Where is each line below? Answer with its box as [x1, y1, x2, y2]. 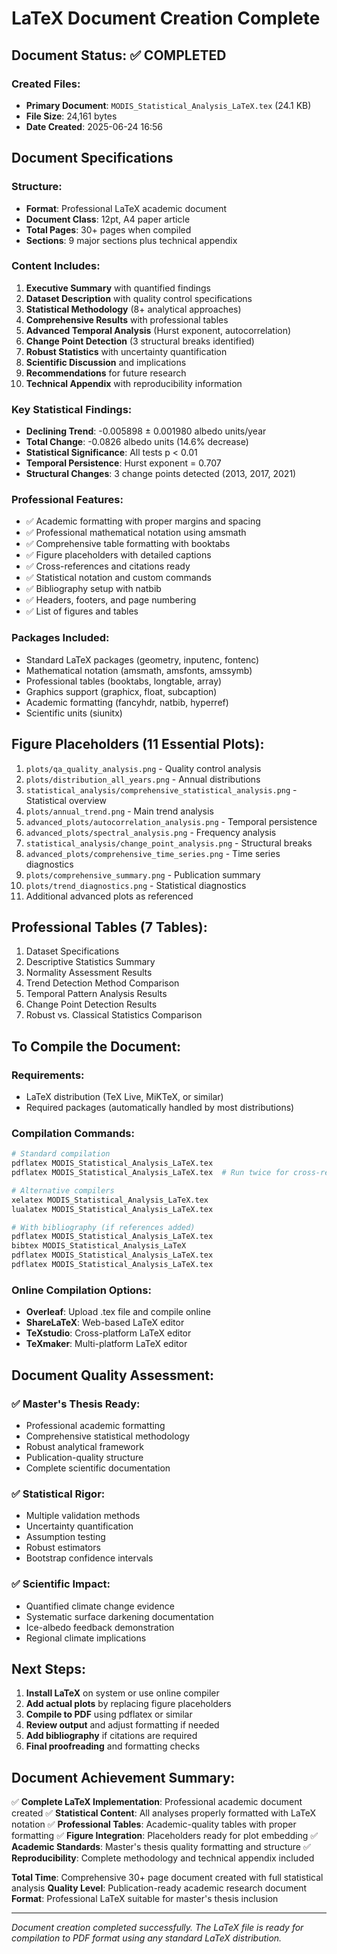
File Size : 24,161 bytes [25, 110, 118, 122]
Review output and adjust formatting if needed [25, 1719, 220, 1731]
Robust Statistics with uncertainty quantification [25, 345, 228, 357]
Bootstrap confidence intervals [25, 1552, 154, 1564]
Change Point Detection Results [25, 998, 158, 1011]
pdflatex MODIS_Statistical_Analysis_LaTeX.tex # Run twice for [11, 1168, 289, 1178]
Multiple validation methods [25, 1510, 141, 1522]
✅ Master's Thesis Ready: [11, 1397, 141, 1411]
